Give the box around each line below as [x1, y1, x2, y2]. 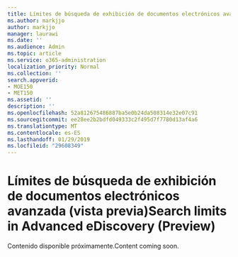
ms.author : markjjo [7, 17, 65, 24]
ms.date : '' [7, 37, 42, 44]
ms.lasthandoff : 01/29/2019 [7, 136, 91, 143]
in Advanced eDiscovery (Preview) [7, 218, 216, 234]
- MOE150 [7, 83, 33, 90]
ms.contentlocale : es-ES [7, 129, 81, 136]
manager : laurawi [7, 30, 59, 38]
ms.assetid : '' [7, 97, 52, 104]
